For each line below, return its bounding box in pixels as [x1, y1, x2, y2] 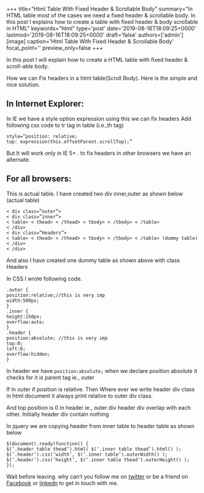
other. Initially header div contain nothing [6, 410, 109, 418]
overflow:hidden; [6, 351, 51, 357]
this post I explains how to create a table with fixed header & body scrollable [6, 18, 199, 25]
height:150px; [6, 314, 43, 320]
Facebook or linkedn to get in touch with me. [6, 479, 118, 486]
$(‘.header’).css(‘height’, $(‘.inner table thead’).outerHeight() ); [6, 456, 190, 463]
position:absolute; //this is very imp [6, 335, 108, 341]
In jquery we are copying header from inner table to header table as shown [6, 422, 195, 429]
